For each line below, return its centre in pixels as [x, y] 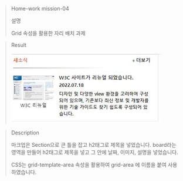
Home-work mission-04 [40, 9]
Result [19, 45]
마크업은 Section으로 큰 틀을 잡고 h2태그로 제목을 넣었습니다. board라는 [94, 145]
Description [25, 133]
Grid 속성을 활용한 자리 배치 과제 [48, 33]
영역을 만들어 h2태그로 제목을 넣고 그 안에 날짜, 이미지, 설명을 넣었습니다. [94, 152]
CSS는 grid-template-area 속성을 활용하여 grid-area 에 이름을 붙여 [89, 165]
